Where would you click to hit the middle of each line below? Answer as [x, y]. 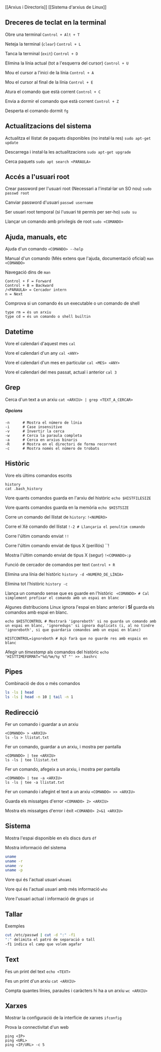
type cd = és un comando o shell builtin [48, 317]
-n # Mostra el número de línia [44, 423]
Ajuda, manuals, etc [36, 237]
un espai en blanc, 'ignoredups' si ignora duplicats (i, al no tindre [80, 625]
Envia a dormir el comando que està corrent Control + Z [62, 101]
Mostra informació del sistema [36, 847]
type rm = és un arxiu [28, 312]
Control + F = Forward [28, 281]
